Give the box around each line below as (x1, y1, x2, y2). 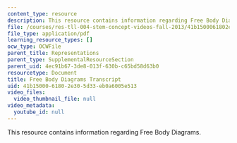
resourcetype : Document (7, 69, 78, 76)
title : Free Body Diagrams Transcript (7, 75, 121, 83)
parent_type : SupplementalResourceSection (7, 56, 134, 63)
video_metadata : (7, 102, 55, 109)
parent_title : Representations (7, 50, 99, 57)
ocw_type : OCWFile (7, 43, 61, 50)
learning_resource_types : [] (7, 37, 93, 44)
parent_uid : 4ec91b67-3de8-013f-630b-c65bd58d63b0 (7, 63, 159, 70)
